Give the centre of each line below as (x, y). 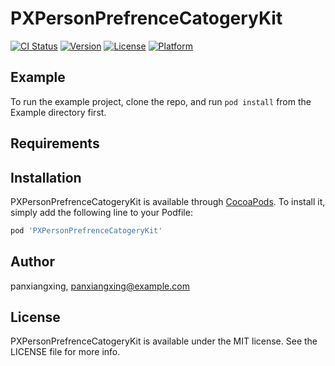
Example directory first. (58, 112)
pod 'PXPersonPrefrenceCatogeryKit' (86, 230)
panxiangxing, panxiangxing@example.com (100, 286)
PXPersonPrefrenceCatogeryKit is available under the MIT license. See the (164, 341)
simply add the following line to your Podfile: (101, 212)
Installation (46, 177)
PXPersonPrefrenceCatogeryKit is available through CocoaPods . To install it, (168, 201)
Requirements (55, 143)
